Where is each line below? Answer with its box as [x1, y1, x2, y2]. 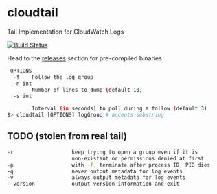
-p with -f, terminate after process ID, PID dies [7, 161, 211, 169]
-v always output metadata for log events [7, 174, 186, 181]
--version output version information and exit [7, 180, 180, 188]
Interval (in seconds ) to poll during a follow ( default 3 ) [32, 105, 207, 112]
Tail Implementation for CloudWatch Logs [7, 27, 124, 36]
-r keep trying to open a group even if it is [7, 149, 198, 156]
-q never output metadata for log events [7, 168, 183, 175]
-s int [13, 93, 32, 100]
